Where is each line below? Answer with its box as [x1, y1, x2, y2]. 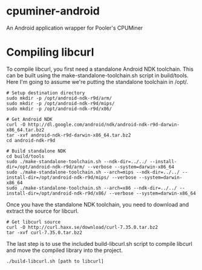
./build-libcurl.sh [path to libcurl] [6, 258, 104, 264]
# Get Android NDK [6, 116, 53, 122]
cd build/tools [6, 153, 45, 159]
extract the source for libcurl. [6, 207, 79, 214]
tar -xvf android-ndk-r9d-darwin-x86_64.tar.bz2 [6, 132, 131, 138]
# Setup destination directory [6, 89, 85, 96]
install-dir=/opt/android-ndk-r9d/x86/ [6, 190, 107, 196]
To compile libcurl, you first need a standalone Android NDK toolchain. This [6, 65, 194, 72]
